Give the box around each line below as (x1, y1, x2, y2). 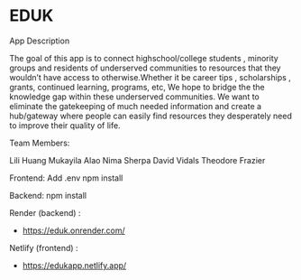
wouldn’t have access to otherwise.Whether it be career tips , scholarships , (9, 71, 291, 82)
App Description (9, 35, 70, 46)
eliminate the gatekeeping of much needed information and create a (9, 100, 262, 111)
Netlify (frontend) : (9, 242, 78, 253)
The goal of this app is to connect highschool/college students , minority (9, 52, 279, 63)
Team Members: (9, 137, 70, 148)
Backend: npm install (9, 190, 87, 201)
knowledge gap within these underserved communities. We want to (9, 91, 260, 102)
